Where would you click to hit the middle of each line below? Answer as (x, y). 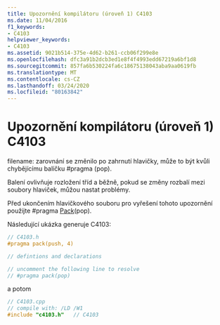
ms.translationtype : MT (42, 72)
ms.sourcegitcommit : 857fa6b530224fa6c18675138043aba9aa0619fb (102, 66)
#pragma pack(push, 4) (40, 244)
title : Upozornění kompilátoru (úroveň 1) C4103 (80, 14)
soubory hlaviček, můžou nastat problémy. (69, 190)
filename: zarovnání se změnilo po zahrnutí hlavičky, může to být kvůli (109, 161)
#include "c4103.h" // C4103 (53, 315)
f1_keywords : (26, 27)
